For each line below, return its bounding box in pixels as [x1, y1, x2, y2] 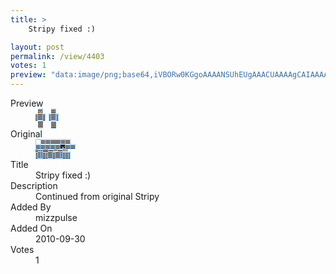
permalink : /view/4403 [10, 51, 105, 61]
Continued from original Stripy [35, 191, 160, 202]
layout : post [10, 42, 65, 52]
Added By [10, 201, 52, 213]
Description [10, 180, 58, 191]
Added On [10, 222, 53, 234]
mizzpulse [35, 212, 78, 223]
